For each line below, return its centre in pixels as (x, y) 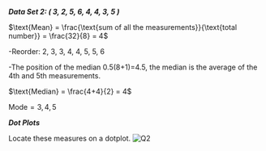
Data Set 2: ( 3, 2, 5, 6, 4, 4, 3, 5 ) (64, 12)
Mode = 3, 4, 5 (32, 107)
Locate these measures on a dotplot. (70, 138)
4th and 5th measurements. (55, 75)
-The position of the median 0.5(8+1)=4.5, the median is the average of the (133, 67)
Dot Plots (24, 123)
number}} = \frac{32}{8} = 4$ (58, 36)
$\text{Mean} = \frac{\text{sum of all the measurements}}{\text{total (123, 27)
